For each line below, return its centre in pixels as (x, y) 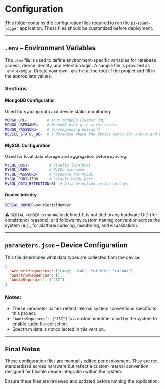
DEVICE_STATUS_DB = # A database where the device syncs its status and (81, 134)
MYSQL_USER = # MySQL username (45, 170)
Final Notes (23, 349)
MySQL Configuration (28, 145)
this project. (24, 313)
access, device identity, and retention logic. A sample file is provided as (78, 65)
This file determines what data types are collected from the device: (73, 257)
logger (12, 28)
